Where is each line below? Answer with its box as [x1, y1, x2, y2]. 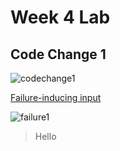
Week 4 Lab [10, 6, 111, 29]
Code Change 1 [10, 46, 107, 63]
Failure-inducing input [10, 92, 102, 103]
